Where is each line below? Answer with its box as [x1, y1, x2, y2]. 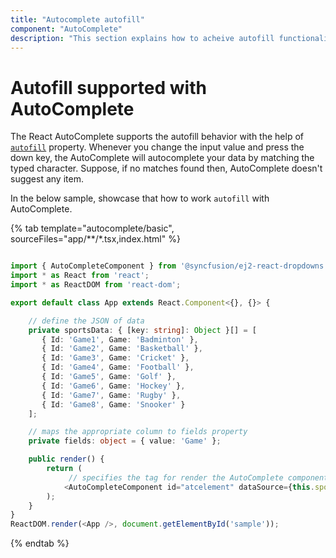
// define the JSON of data [28, 316, 145, 326]
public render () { [28, 454, 105, 465]
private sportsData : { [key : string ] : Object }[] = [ [28, 325, 257, 335]
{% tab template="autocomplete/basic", [10, 222, 175, 235]
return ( [46, 464, 83, 474]
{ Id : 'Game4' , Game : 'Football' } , [41, 362, 195, 373]
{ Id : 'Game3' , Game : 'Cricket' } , [41, 353, 190, 363]
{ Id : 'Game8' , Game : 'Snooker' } [41, 399, 186, 410]
